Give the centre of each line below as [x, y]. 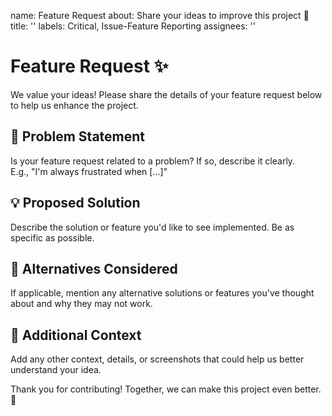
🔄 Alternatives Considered [94, 268]
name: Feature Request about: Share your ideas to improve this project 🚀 [160, 15]
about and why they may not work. [81, 304]
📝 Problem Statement [78, 136]
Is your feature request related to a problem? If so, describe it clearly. [153, 161]
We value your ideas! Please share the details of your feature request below [166, 94]
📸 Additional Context [76, 335]
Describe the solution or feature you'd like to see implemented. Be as [152, 227]
